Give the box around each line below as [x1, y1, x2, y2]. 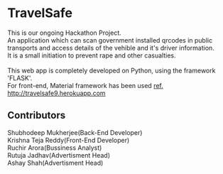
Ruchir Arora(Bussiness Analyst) [7, 143, 102, 152]
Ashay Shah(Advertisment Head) [7, 158, 104, 167]
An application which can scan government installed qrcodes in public [7, 36, 213, 44]
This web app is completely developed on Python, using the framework [7, 66, 216, 75]
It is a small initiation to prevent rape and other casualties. [7, 51, 176, 60]
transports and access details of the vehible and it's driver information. [7, 43, 214, 52]
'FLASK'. [7, 73, 33, 82]
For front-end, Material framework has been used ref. [7, 81, 163, 89]
